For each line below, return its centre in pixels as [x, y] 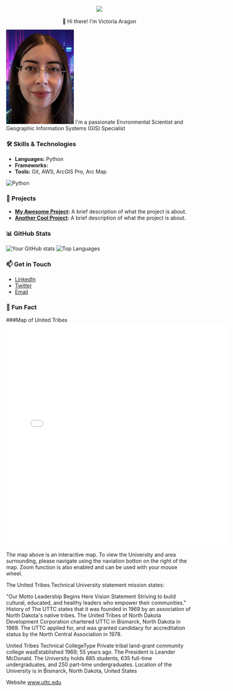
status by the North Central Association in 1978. [64, 634]
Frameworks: [31, 165]
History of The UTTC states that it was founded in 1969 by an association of [98, 609]
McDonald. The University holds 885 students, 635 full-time [79, 658]
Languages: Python [39, 159]
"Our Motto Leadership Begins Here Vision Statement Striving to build [91, 597]
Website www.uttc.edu [34, 682]
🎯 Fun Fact [22, 307]
